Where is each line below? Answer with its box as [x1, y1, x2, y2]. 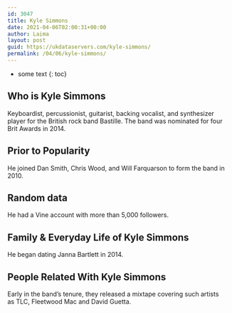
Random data [7, 191, 68, 203]
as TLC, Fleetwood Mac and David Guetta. [7, 297, 132, 306]
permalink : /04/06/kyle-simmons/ [7, 51, 107, 58]
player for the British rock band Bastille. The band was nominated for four [7, 117, 223, 125]
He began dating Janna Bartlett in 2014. [7, 250, 124, 259]
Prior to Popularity [7, 145, 90, 157]
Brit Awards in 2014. [7, 124, 66, 132]
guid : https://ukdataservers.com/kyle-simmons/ [7, 43, 152, 51]
